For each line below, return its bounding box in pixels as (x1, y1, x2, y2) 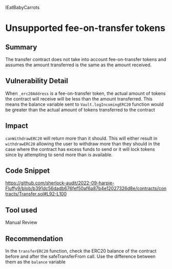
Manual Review (5, 219, 37, 225)
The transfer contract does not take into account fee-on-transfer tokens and (5, 56, 166, 62)
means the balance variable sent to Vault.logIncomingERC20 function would (5, 101, 164, 107)
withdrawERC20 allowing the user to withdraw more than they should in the (5, 141, 160, 147)
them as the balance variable (5, 259, 66, 265)
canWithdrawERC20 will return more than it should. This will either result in (5, 135, 158, 141)
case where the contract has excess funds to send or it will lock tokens (5, 146, 155, 152)
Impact (5, 122, 28, 130)
